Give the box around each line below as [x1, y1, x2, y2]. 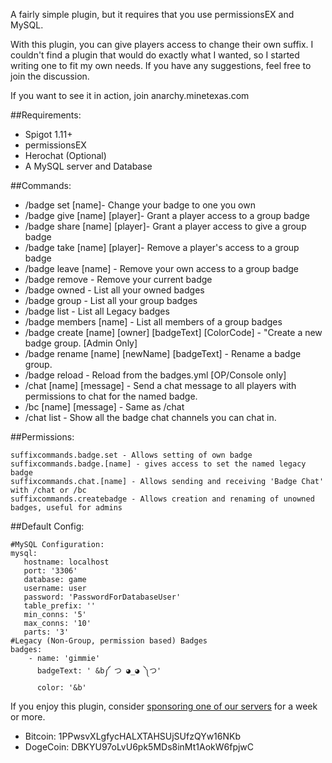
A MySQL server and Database [24, 160, 153, 172]
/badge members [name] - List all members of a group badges [24, 316, 283, 328]
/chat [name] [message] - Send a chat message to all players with [24, 380, 297, 391]
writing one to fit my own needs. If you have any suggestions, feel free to [10, 60, 312, 71]
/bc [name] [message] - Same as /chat [24, 401, 185, 413]
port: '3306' [23, 566, 78, 576]
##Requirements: [10, 109, 82, 121]
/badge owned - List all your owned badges [24, 284, 205, 296]
